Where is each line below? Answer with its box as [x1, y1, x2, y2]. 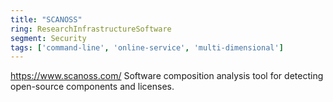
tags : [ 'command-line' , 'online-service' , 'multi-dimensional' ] [10, 42, 284, 53]
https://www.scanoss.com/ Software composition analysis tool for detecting [10, 70, 324, 82]
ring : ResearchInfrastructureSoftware [10, 24, 172, 34]
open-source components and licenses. [10, 81, 175, 93]
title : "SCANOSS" [10, 14, 83, 25]
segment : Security [10, 33, 87, 43]
